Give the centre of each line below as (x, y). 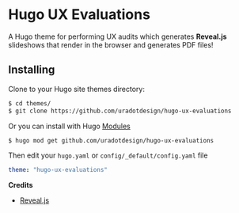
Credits (21, 185)
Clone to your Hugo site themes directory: (76, 89)
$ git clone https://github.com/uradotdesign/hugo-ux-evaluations (120, 111)
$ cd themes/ (30, 103)
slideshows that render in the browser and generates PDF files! (111, 44)
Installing (32, 70)
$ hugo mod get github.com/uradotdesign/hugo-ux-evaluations (111, 140)
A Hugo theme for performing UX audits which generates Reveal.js (118, 36)
